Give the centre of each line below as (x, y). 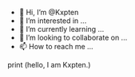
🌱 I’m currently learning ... (62, 29)
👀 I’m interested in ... (53, 21)
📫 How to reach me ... (56, 46)
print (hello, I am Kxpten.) (49, 65)
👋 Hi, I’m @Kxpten (49, 12)
